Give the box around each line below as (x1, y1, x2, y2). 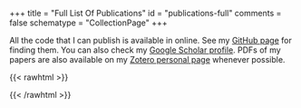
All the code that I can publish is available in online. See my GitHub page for (9, 35, 292, 45)
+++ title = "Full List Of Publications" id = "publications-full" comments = (9, 8, 282, 18)
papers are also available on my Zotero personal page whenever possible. (9, 54, 286, 64)
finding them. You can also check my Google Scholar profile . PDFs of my (9, 44, 281, 55)
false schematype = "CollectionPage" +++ (9, 17, 168, 28)
